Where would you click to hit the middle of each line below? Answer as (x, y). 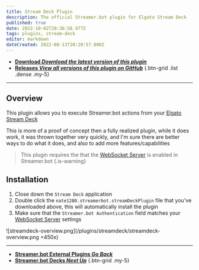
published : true (26, 23)
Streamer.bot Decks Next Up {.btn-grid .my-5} (72, 260)
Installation (27, 180)
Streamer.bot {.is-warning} (53, 161)
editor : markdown (28, 39)
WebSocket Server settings (48, 219)
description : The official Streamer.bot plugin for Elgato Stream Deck (96, 17)
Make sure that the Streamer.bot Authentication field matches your (97, 213)
